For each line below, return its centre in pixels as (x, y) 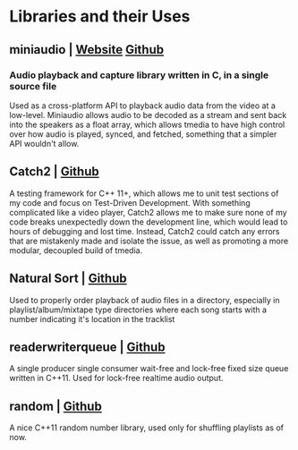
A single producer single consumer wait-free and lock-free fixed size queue (149, 369)
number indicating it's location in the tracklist (92, 318)
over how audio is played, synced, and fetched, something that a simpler (143, 134)
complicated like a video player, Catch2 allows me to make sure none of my (149, 212)
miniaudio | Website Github (86, 50)
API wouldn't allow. (44, 143)
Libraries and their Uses (100, 17)
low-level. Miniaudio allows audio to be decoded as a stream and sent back (148, 115)
